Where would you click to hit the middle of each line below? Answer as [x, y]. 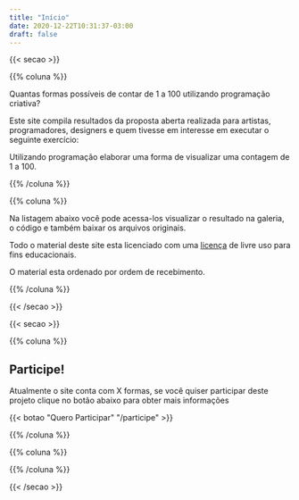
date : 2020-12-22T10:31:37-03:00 [71, 26]
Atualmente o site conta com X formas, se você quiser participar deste [139, 391]
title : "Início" [39, 17]
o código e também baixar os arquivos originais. [98, 228]
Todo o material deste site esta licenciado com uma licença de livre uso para [150, 246]
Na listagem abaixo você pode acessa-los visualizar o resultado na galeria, [147, 219]
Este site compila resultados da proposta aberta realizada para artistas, [140, 121]
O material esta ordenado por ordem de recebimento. [107, 272]
